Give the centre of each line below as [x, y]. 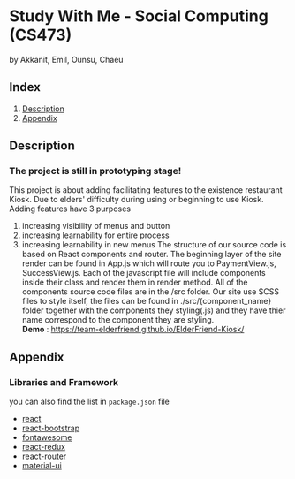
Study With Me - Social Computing [139, 16]
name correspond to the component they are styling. [118, 320]
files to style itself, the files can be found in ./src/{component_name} [147, 301]
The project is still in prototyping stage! [95, 171]
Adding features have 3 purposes [70, 209]
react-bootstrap [51, 428]
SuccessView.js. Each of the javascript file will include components [144, 273]
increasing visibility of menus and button [96, 226]
